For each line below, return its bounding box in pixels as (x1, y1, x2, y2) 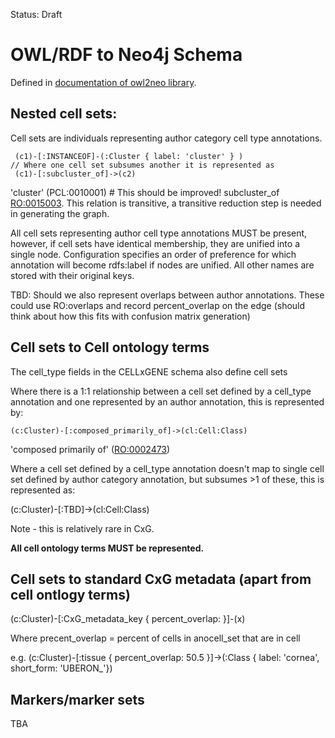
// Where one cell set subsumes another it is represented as (10, 160, 275, 170)
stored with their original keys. (10, 269, 135, 281)
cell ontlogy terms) (10, 586, 131, 603)
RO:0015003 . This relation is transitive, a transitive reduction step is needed (10, 197, 322, 209)
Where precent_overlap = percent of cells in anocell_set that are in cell (10, 632, 301, 644)
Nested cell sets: (10, 105, 118, 123)
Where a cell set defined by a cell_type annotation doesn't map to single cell (10, 462, 325, 474)
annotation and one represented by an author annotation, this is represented (10, 395, 325, 408)
